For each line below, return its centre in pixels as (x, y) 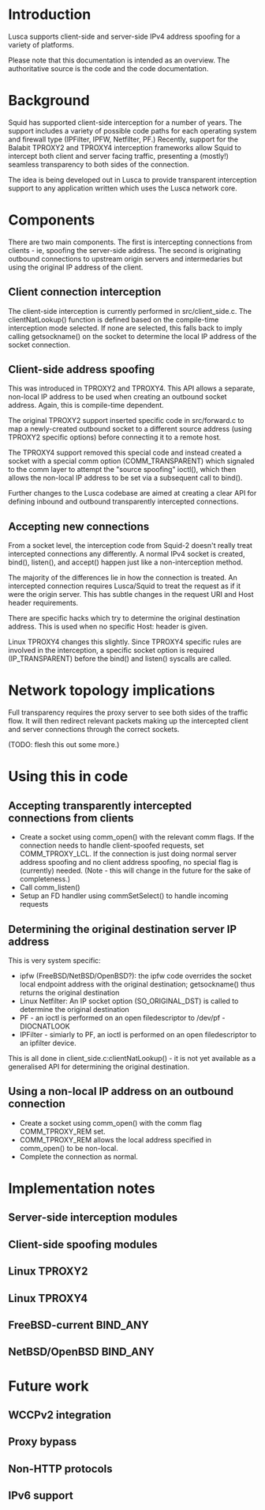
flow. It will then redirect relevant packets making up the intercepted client (128, 721)
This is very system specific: (54, 961)
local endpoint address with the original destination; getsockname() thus (137, 984)
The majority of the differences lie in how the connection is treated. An (123, 578)
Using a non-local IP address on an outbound (121, 1091)
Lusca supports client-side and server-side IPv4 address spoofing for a (124, 36)
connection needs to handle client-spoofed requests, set (112, 846)
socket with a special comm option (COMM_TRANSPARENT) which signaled (131, 461)
